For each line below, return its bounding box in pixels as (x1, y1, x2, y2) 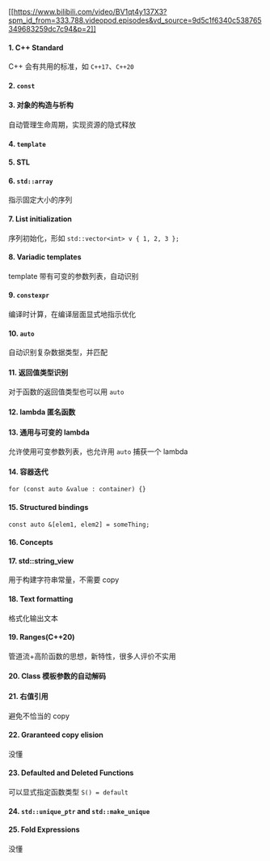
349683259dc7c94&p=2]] (8, 24, 96, 33)
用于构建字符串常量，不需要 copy (8, 575, 120, 585)
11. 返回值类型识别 (8, 367, 69, 377)
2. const (8, 80, 36, 90)
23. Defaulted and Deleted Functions (8, 768, 134, 777)
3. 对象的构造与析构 (8, 101, 74, 110)
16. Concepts (8, 538, 54, 547)
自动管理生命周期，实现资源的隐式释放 (8, 120, 136, 129)
